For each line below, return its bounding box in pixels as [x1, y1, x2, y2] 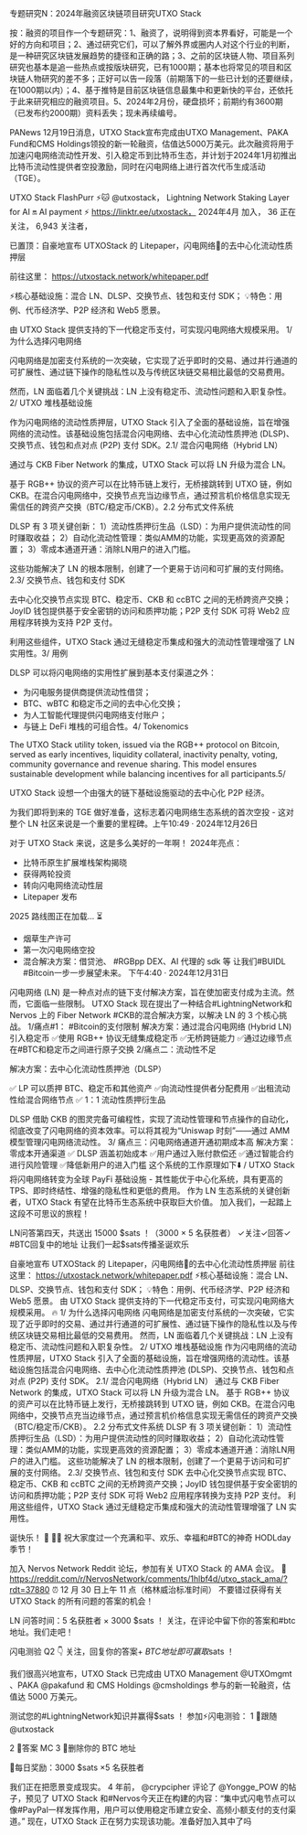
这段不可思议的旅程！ [9, 1208, 90, 1218]
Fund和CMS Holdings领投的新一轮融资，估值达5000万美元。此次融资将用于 [9, 138, 294, 149]
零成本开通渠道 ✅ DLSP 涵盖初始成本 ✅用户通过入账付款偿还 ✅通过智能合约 [9, 1148, 294, 1159]
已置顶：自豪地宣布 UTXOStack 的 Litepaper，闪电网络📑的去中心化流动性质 [9, 241, 293, 251]
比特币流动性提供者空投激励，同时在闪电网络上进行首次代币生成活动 [9, 161, 266, 172]
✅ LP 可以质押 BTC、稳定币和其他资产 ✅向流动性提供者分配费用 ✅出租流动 [9, 1083, 291, 1093]
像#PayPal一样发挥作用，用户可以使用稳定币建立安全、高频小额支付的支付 [9, 1805, 289, 1815]
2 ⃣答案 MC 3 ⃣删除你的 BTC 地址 [9, 1743, 137, 1754]
